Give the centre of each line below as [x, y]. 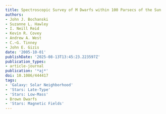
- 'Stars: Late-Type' [28, 90]
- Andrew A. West [23, 38]
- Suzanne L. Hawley [27, 24]
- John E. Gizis [22, 47]
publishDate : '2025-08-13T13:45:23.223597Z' [53, 57]
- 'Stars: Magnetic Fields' [35, 104]
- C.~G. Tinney [21, 43]
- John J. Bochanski [27, 19]
